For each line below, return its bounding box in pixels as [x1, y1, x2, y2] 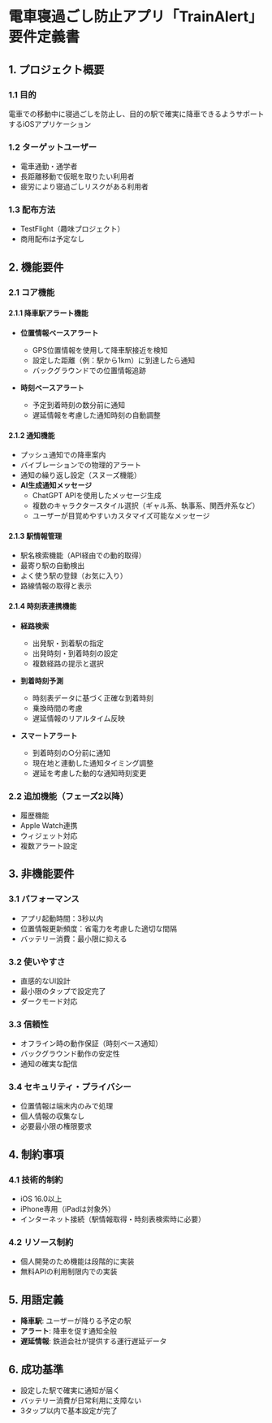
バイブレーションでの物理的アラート [19, 460, 142, 470]
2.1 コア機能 [8, 286, 55, 297]
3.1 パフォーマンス [8, 893, 80, 905]
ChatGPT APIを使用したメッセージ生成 [32, 491, 162, 501]
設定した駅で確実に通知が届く [19, 1386, 120, 1395]
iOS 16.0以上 [19, 1194, 63, 1204]
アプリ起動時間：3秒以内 [19, 913, 104, 923]
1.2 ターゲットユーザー [8, 141, 97, 153]
